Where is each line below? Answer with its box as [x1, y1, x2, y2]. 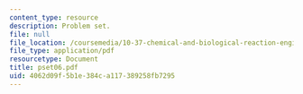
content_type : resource [9, 13, 99, 22]
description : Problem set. [9, 21, 111, 30]
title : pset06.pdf [9, 64, 78, 73]
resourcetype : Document [9, 55, 99, 64]
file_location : [9, 38, 67, 47]
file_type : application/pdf [9, 47, 115, 56]
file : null [9, 30, 50, 38]
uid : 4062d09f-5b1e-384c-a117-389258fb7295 [9, 72, 176, 81]
